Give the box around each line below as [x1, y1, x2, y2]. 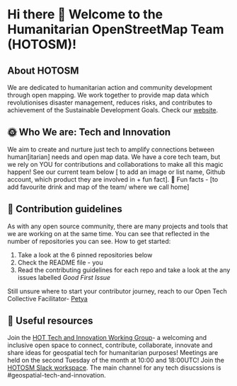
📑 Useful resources [7, 315, 93, 327]
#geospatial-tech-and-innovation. [7, 371, 106, 380]
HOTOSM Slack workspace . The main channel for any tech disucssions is [7, 363, 221, 372]
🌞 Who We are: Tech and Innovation [7, 127, 171, 139]
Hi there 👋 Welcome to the [7, 6, 163, 23]
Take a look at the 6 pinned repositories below [17, 250, 153, 259]
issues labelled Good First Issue [17, 273, 111, 281]
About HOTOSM [7, 64, 79, 76]
